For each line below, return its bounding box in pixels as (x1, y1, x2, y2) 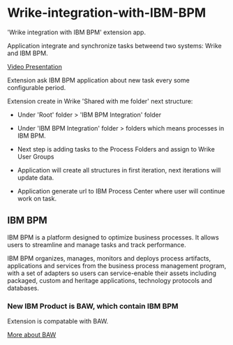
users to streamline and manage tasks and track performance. (7, 240, 186, 249)
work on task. (17, 194, 57, 203)
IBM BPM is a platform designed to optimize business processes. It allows (7, 233, 220, 242)
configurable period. (7, 83, 66, 91)
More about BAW (7, 330, 57, 339)
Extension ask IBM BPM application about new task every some (7, 75, 190, 85)
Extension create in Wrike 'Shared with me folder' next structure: (7, 96, 193, 105)
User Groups (17, 152, 54, 161)
